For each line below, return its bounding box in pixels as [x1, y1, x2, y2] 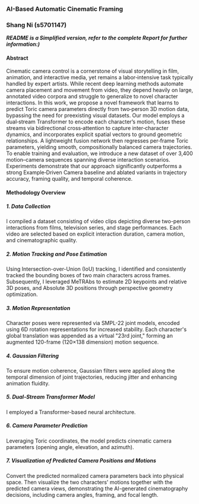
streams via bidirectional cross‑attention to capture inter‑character [6, 125, 169, 132]
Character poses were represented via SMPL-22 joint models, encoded [6, 319, 180, 326]
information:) [6, 41, 40, 48]
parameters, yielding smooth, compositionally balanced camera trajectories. [6, 144, 192, 151]
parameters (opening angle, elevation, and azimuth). [6, 443, 134, 450]
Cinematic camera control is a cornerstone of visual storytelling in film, [6, 67, 179, 75]
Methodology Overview [6, 189, 66, 196]
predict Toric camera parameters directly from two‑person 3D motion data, [6, 106, 189, 113]
